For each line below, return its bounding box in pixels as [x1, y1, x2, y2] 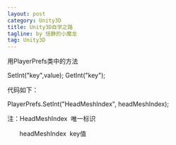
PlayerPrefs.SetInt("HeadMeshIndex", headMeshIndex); [7, 100, 170, 108]
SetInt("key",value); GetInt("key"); [7, 71, 106, 80]
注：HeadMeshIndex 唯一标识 [7, 115, 96, 123]
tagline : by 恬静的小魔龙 [7, 30, 78, 37]
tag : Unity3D [7, 37, 46, 44]
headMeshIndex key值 [19, 129, 87, 138]
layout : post [7, 10, 46, 18]
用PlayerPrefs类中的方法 [7, 57, 78, 66]
